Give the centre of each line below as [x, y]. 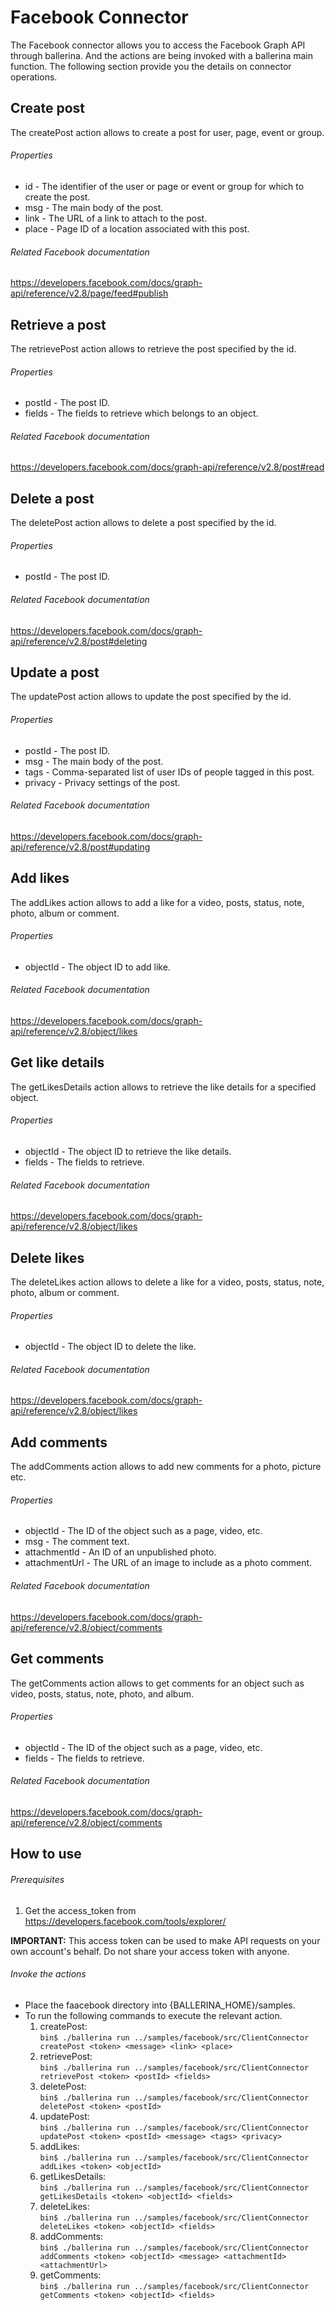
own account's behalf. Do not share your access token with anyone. [150, 1951]
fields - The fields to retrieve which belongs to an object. [141, 413]
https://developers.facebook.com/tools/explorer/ [125, 1921]
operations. [34, 77]
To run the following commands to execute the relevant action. [153, 2015]
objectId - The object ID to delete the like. [110, 1347]
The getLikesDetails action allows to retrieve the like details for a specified [163, 1087]
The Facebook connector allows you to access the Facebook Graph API [158, 45]
